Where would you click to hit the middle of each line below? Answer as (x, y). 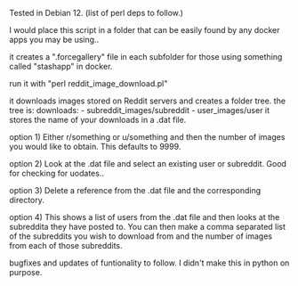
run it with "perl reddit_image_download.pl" (89, 83)
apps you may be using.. (54, 40)
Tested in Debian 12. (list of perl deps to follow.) (97, 13)
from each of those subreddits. (66, 245)
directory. (27, 200)
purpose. (26, 272)
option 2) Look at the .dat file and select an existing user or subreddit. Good (148, 163)
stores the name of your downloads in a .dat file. (98, 120)
